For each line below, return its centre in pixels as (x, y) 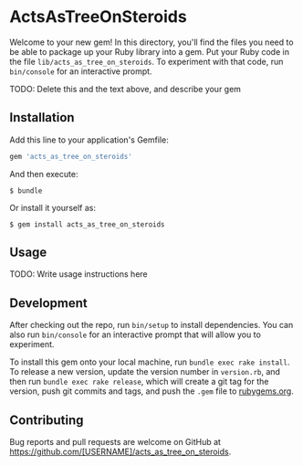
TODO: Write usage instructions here (78, 274)
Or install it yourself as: (52, 207)
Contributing (47, 420)
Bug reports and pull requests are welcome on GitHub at (115, 442)
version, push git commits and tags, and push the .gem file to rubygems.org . (152, 391)
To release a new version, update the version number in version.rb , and (145, 372)
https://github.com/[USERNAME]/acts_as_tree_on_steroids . (120, 452)
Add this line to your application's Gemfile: (89, 140)
